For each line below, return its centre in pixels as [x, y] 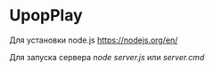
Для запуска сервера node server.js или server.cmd [107, 57]
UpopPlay [46, 16]
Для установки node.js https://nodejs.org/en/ [94, 40]
